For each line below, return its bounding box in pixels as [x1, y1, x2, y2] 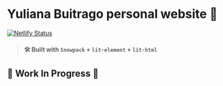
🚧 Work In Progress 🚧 [7, 67, 99, 79]
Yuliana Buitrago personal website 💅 [7, 6, 218, 22]
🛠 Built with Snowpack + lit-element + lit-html [23, 45, 158, 54]
